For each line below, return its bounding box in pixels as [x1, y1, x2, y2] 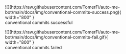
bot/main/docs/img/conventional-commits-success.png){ [5, 9, 122, 15]
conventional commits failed [5, 45, 62, 50]
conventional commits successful [5, 19, 73, 25]
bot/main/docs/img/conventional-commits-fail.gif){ [5, 34, 108, 40]
